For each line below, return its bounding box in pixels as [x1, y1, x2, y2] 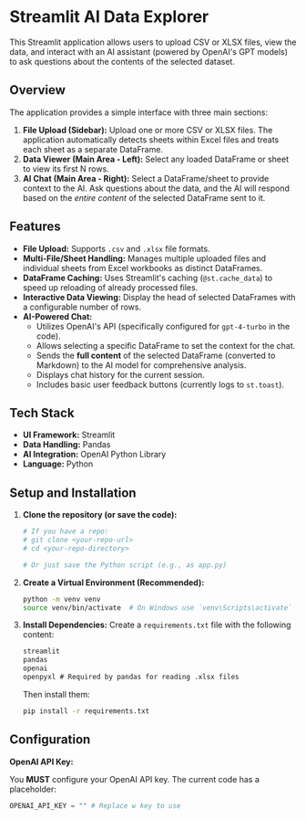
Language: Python [22, 458, 94, 469]
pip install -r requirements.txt [22, 706, 150, 716]
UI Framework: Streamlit [22, 429, 116, 440]
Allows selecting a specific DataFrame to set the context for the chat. [36, 340, 296, 351]
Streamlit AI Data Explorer [9, 6, 209, 27]
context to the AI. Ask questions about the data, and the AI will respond [22, 183, 290, 194]
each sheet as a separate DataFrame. [22, 143, 164, 154]
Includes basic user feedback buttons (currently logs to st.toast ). [36, 379, 285, 390]
